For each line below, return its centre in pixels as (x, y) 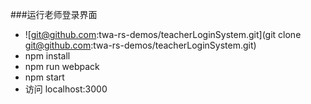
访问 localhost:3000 (66, 89)
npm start (44, 77)
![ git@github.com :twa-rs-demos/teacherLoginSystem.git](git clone (163, 34)
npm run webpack (62, 66)
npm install (47, 56)
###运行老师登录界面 (54, 14)
